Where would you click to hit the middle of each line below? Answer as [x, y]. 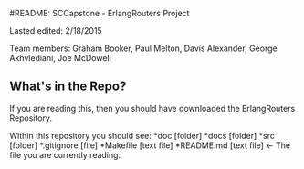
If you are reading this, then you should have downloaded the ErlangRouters [152, 108]
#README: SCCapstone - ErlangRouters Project [100, 13]
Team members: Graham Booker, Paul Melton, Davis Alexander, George [143, 48]
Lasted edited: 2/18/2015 [56, 30]
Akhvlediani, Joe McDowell [60, 58]
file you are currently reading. [65, 154]
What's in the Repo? [68, 87]
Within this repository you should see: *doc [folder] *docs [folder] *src [142, 135]
